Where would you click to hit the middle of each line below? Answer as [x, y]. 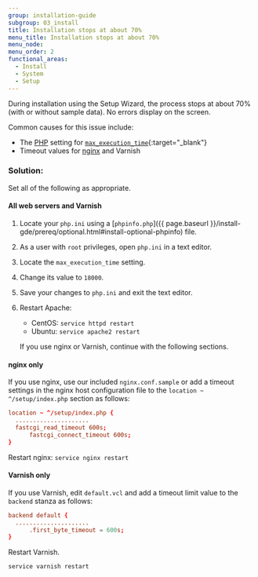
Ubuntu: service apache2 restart [85, 331]
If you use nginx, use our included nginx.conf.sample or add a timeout [121, 382]
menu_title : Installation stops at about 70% [84, 37]
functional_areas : [38, 60]
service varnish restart [49, 567]
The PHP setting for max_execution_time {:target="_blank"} [113, 142]
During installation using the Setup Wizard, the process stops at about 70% [129, 104]
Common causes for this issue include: [71, 127]
